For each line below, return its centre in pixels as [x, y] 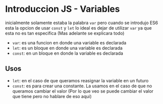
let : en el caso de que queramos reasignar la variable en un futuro [80, 80]
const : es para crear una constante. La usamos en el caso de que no [82, 86]
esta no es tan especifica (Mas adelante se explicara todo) [65, 33]
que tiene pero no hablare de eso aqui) [52, 96]
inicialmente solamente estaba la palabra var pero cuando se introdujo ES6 [82, 23]
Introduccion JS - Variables [62, 9]
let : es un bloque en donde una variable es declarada [67, 48]
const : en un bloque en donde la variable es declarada [68, 53]
